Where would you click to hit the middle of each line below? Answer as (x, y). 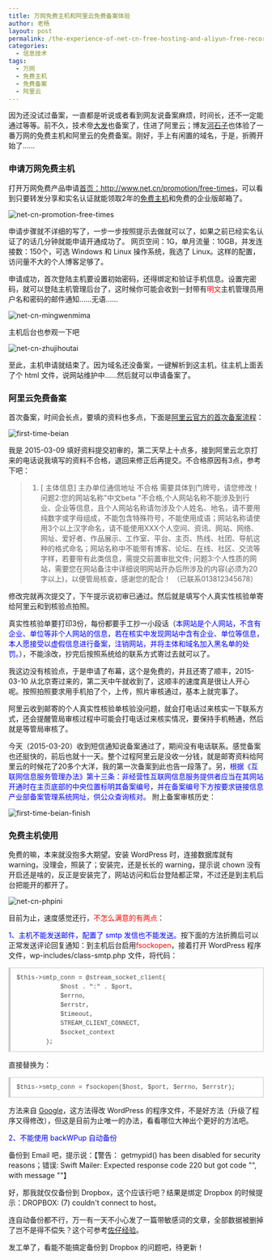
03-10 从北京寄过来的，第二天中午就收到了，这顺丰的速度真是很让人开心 (129, 681)
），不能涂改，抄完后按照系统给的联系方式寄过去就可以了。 (117, 654)
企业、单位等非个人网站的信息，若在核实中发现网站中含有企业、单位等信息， (136, 633)
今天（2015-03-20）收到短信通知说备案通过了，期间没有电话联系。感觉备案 (135, 746)
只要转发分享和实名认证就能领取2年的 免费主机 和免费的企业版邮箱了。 (131, 198)
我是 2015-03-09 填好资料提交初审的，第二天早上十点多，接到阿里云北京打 (134, 450)
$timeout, (77, 1014)
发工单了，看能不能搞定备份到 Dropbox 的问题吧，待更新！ (106, 1247)
